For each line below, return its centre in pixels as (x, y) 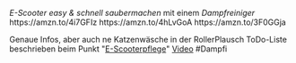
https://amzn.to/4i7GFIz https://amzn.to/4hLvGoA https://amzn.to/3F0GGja (148, 22)
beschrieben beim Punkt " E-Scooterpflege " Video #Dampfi (118, 49)
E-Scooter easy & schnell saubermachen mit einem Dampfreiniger (132, 13)
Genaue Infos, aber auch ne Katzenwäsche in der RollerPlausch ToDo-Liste (148, 39)
